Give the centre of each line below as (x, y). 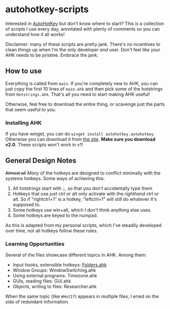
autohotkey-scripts (47, 9)
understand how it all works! (35, 34)
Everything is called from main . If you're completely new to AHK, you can (82, 83)
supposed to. (27, 204)
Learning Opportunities (35, 244)
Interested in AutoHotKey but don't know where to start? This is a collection (85, 23)
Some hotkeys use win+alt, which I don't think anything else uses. (82, 210)
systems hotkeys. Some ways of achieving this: (55, 178)
